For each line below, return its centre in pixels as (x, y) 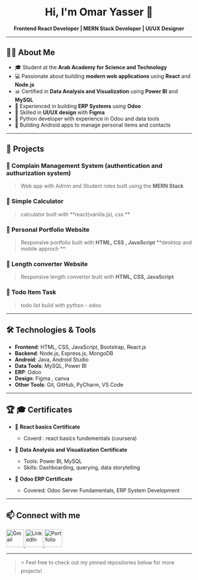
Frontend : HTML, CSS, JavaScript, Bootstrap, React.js (80, 347)
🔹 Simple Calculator (35, 202)
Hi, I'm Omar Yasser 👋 (99, 12)
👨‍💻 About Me (31, 53)
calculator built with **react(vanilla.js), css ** (75, 214)
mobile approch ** (43, 249)
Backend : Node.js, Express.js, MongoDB (64, 354)
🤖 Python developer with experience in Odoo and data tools (87, 118)
